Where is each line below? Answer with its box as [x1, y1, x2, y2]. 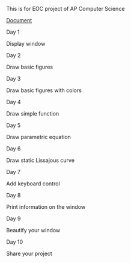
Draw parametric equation [6, 134, 71, 140]
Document [6, 17, 32, 23]
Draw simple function [6, 110, 59, 117]
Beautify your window [6, 227, 61, 234]
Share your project [6, 250, 52, 257]
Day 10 [6, 238, 23, 246]
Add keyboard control [6, 180, 60, 187]
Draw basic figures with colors [6, 87, 82, 94]
